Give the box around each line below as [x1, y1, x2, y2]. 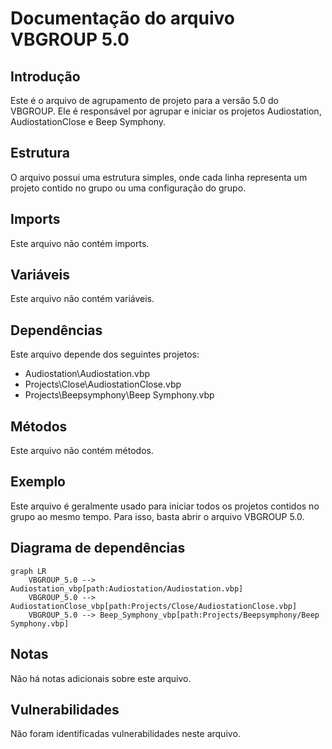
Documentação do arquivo [10, 7, 235, 30]
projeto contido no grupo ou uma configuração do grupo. [10, 182, 247, 194]
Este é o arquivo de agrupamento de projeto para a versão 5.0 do [10, 95, 279, 106]
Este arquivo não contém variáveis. [10, 293, 155, 305]
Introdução [10, 68, 81, 85]
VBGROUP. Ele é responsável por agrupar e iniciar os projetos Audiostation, [10, 105, 322, 117]
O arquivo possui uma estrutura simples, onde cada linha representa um [10, 171, 308, 183]
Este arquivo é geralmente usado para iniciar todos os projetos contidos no [10, 500, 320, 512]
